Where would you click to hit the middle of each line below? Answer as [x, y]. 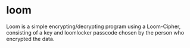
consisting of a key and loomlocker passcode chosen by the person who [95, 32]
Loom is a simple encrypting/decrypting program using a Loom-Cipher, [94, 26]
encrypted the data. [30, 39]
